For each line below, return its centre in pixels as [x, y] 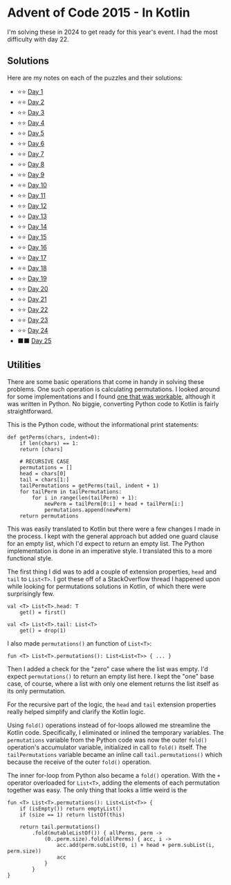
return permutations [49, 516]
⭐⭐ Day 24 [33, 330]
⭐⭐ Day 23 [33, 320]
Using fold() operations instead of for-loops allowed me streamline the [109, 725]
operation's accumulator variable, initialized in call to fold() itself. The [107, 747]
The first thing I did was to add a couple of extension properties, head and [112, 572]
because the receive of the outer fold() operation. [79, 762]
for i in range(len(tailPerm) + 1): [85, 498]
